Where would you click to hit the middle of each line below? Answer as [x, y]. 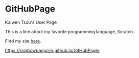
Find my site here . [23, 41]
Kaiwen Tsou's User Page [31, 22]
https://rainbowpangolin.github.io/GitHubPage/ [52, 50]
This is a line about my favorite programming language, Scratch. [70, 31]
